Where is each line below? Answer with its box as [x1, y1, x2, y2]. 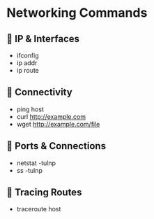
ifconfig [16, 51, 39, 59]
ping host [16, 105, 45, 113]
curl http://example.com [16, 112, 86, 120]
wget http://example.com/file [16, 120, 100, 128]
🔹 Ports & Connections [6, 140, 106, 152]
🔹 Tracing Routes [6, 187, 82, 199]
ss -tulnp [16, 166, 43, 174]
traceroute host [16, 205, 61, 213]
